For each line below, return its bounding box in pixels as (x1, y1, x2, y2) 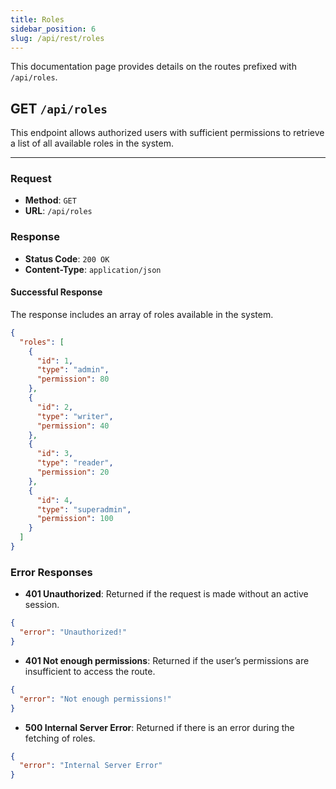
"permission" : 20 (36, 467, 110, 478)
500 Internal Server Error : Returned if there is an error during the (24, 721, 295, 733)
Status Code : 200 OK (24, 252, 110, 265)
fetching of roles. (24, 732, 96, 744)
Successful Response (10, 286, 103, 298)
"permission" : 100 (36, 514, 114, 524)
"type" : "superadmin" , (36, 504, 132, 515)
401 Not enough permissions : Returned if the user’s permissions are (24, 654, 310, 666)
